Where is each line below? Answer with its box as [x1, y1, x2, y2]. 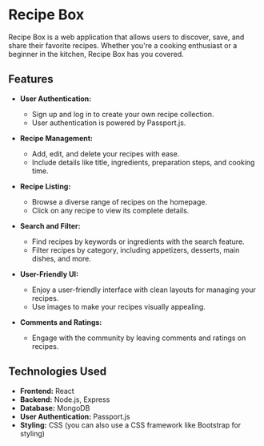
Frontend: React [19, 386, 74, 395]
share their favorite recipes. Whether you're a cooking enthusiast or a [8, 40, 238, 50]
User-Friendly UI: [19, 269, 78, 278]
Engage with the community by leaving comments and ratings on [31, 333, 246, 343]
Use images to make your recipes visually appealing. [31, 302, 206, 311]
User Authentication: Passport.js [19, 412, 130, 421]
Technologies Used [8, 365, 106, 379]
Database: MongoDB [19, 403, 90, 412]
